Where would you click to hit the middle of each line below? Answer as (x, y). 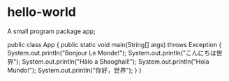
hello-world (42, 12)
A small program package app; (51, 31)
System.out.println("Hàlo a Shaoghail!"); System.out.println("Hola (116, 61)
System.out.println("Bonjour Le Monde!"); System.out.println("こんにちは (112, 53)
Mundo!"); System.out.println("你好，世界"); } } (74, 70)
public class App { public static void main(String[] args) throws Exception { (114, 44)
